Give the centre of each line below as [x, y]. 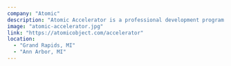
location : [21, 39]
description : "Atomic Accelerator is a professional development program [116, 20]
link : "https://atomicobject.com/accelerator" [75, 33]
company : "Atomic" [34, 13]
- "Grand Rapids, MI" [45, 45]
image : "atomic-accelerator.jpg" [55, 26]
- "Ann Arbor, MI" [40, 52]
